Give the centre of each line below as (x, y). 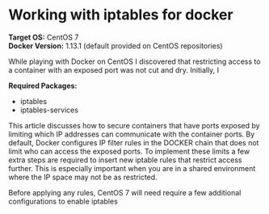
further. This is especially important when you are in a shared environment (132, 168)
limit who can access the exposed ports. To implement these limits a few (129, 151)
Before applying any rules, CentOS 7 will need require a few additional (125, 192)
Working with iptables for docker (121, 15)
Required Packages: (43, 86)
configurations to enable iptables (63, 201)
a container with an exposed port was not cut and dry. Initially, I (114, 69)
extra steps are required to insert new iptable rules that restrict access (125, 160)
